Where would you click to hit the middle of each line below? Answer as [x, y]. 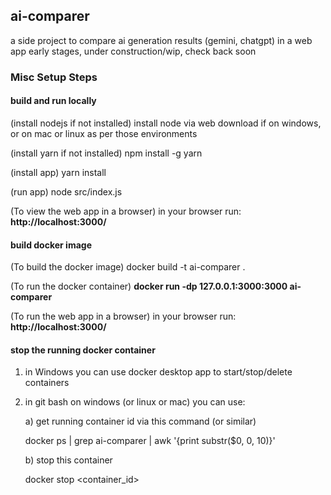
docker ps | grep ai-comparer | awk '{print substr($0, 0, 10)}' [150, 441]
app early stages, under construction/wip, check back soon [133, 51]
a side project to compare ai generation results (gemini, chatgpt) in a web [161, 40]
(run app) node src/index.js [66, 191]
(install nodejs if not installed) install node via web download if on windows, [166, 123]
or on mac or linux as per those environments [104, 133]
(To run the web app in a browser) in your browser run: [123, 316]
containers [47, 383]
